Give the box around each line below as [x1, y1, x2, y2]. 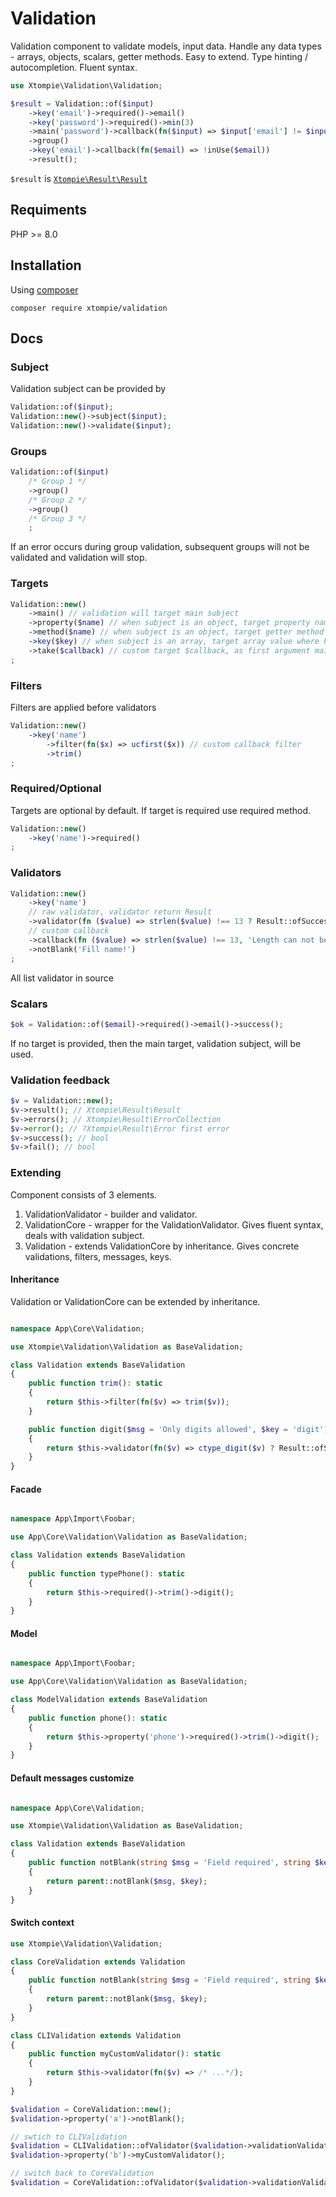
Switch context [10, 1917, 75, 1929]
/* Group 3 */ [28, 513, 87, 524]
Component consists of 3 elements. [10, 1188, 158, 1201]
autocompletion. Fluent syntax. [10, 61, 138, 73]
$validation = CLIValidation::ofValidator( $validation [10, 2141, 244, 2151]
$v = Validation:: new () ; [10, 1096, 114, 1106]
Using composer [10, 283, 79, 296]
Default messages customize [10, 1772, 135, 1784]
